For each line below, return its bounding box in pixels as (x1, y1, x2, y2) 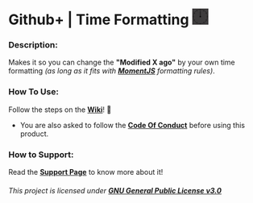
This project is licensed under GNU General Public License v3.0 (8, 185, 222, 195)
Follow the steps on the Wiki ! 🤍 (8, 105, 112, 114)
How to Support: (8, 149, 74, 160)
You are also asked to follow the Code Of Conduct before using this (19, 120, 246, 130)
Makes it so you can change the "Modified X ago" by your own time (8, 57, 235, 68)
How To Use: (8, 86, 59, 97)
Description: (8, 39, 58, 51)
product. (19, 129, 49, 139)
